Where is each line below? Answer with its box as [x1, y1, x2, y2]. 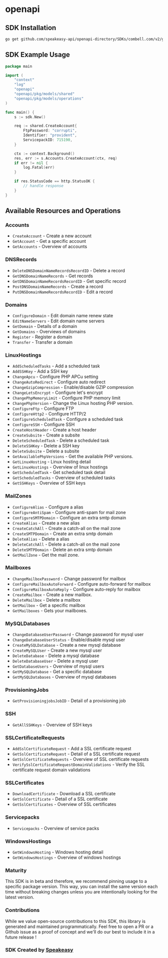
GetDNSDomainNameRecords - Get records [12, 273, 93, 279]
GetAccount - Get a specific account [12, 238, 86, 244]
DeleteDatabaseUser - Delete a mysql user [12, 658, 98, 664]
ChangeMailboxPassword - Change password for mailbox [12, 576, 126, 582]
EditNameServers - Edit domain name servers [12, 318, 105, 324]
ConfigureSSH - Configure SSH [12, 421, 75, 427]
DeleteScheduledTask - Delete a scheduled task [12, 437, 109, 443]
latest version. [5, 894, 34, 900]
